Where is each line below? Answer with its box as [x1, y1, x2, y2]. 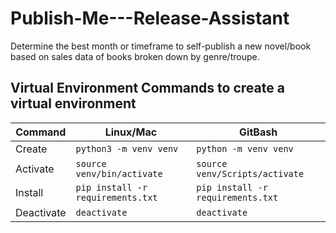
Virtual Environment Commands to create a [10, 80, 285, 97]
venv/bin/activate [75, 168, 163, 179]
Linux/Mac [104, 125, 158, 139]
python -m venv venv [196, 143, 294, 154]
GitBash [239, 125, 278, 139]
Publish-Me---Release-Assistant [10, 7, 290, 30]
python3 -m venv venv [75, 143, 179, 154]
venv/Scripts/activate [196, 168, 305, 179]
